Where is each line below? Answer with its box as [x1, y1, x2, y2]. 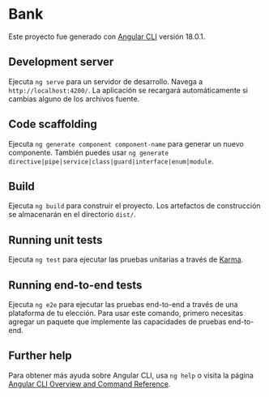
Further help [8, 349, 73, 363]
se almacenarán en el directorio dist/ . [8, 210, 136, 220]
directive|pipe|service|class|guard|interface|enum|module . [8, 156, 214, 166]
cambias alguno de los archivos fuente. [8, 94, 140, 104]
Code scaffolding [8, 117, 97, 131]
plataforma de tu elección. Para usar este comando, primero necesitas [8, 309, 244, 318]
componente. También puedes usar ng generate [8, 147, 169, 157]
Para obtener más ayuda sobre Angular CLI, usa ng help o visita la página [8, 370, 254, 380]
